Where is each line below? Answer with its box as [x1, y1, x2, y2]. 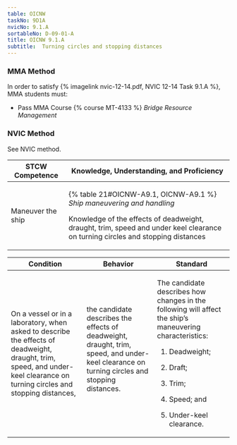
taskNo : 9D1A [7, 17, 46, 24]
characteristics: [157, 331, 209, 341]
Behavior [102, 259, 134, 269]
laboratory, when [11, 317, 68, 327]
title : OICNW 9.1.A [7, 37, 65, 44]
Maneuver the [11, 206, 58, 216]
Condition [28, 259, 62, 269]
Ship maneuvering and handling [68, 198, 175, 208]
